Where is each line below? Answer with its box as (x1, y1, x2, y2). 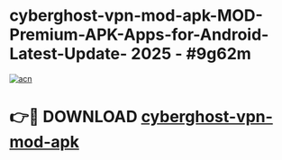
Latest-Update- (9, 44, 128, 64)
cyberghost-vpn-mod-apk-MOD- (9, 5, 263, 26)
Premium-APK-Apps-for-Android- (9, 24, 269, 45)
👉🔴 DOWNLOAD (9, 107, 138, 127)
